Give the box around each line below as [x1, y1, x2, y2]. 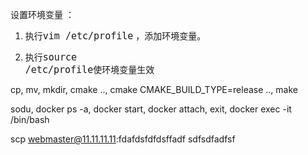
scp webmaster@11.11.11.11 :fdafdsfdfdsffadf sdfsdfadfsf [10, 133, 236, 145]
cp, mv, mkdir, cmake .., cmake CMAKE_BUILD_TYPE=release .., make [10, 84, 298, 95]
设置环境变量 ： [10, 9, 75, 20]
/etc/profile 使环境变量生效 [24, 64, 155, 76]
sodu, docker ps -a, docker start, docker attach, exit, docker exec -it [10, 103, 292, 115]
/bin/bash [10, 114, 50, 125]
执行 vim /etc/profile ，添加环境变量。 [24, 30, 207, 42]
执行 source [24, 51, 77, 63]
